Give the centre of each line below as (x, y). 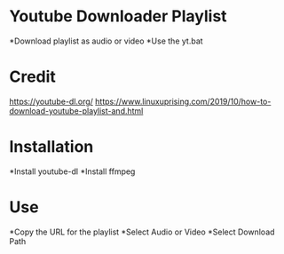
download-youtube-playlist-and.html (76, 111)
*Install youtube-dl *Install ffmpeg (72, 171)
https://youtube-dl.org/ (51, 101)
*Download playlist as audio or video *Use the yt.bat (106, 41)
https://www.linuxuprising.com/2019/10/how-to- (183, 101)
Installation (51, 147)
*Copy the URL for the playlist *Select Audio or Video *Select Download (142, 232)
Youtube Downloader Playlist (118, 16)
